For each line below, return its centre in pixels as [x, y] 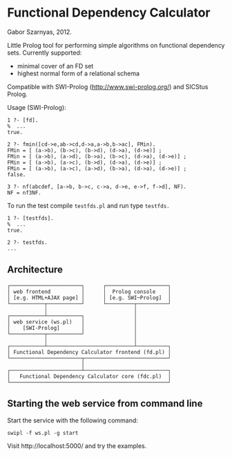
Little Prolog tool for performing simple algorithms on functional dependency [116, 45]
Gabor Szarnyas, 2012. [40, 32]
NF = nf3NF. [24, 193]
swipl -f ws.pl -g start [43, 433]
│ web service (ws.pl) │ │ [72, 322]
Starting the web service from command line [105, 403]
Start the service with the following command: [72, 420]
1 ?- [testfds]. [30, 218]
